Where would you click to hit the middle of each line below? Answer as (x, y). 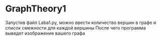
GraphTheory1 (36, 9)
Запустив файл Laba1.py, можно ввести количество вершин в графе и (81, 22)
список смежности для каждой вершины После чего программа (75, 27)
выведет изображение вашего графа (45, 33)
